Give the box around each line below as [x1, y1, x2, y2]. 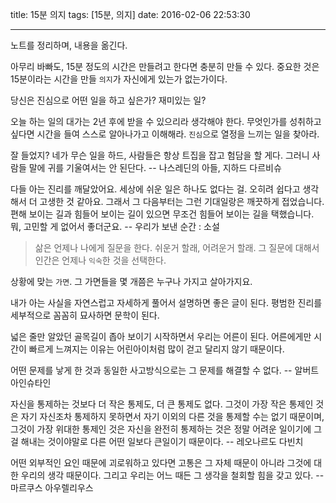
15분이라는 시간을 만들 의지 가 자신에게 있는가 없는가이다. [10, 73, 228, 85]
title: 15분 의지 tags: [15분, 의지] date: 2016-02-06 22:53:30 [10, 9, 251, 20]
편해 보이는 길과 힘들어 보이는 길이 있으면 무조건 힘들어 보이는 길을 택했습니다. [10, 208, 315, 220]
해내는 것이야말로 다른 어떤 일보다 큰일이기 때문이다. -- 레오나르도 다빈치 [20, 436, 304, 447]
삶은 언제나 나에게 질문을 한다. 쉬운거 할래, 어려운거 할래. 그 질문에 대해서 [34, 242, 320, 253]
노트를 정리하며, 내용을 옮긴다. [10, 39, 128, 51]
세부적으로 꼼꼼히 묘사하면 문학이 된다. [10, 309, 160, 321]
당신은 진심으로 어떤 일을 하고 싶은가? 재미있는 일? [10, 94, 207, 106]
